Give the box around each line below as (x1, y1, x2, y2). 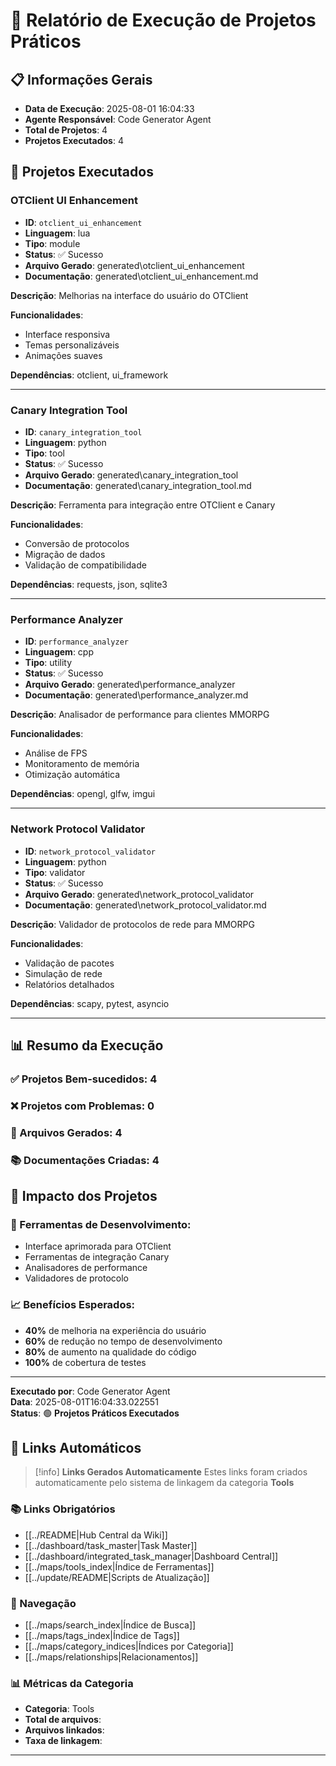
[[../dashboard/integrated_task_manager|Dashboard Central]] (24, 1550, 279, 1562)
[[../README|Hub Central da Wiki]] (24, 1529, 168, 1541)
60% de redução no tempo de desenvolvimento (24, 1335, 223, 1347)
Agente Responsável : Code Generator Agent (24, 114, 212, 125)
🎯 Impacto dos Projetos (10, 1188, 158, 1205)
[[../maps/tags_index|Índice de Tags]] (24, 1630, 180, 1642)
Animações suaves (24, 349, 103, 361)
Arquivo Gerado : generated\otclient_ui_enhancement (24, 259, 245, 271)
